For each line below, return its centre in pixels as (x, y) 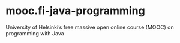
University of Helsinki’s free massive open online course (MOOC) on (90, 27)
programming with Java (35, 33)
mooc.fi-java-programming (75, 11)
